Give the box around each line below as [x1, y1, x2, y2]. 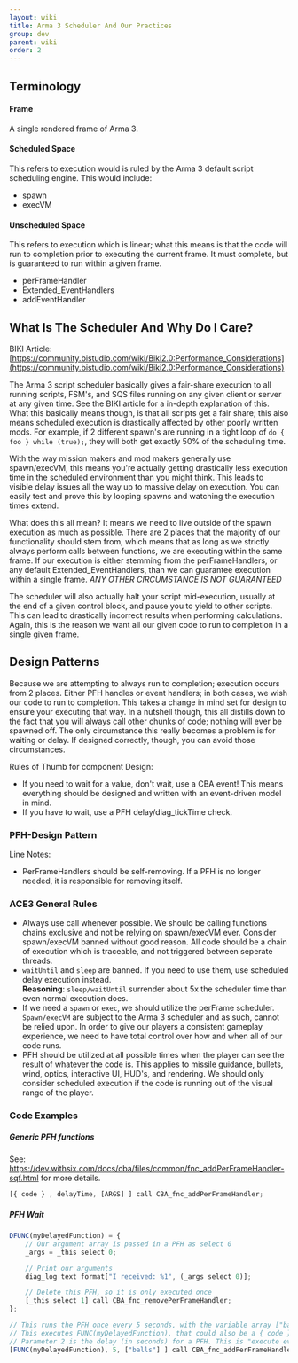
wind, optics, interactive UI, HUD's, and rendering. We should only [21, 1069, 264, 1079]
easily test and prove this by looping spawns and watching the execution [9, 490, 275, 501]
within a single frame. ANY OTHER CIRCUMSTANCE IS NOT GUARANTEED [9, 574, 282, 584]
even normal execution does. [21, 993, 129, 1004]
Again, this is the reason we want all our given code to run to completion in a [9, 619, 289, 630]
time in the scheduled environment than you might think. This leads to [9, 472, 264, 482]
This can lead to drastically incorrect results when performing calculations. [9, 609, 283, 621]
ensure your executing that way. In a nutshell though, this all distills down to [9, 706, 286, 717]
